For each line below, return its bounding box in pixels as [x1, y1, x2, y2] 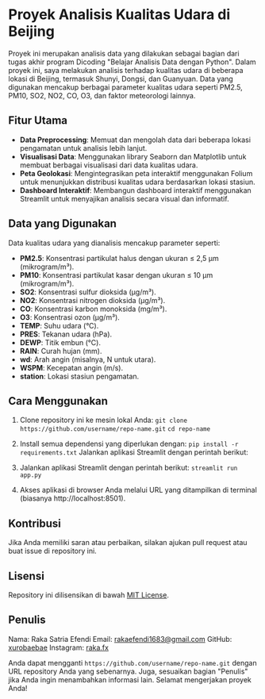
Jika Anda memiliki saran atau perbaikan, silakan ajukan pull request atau [8, 538, 248, 547]
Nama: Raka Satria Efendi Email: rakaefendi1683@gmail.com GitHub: [8, 634, 232, 643]
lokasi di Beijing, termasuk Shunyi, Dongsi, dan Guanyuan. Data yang [8, 74, 234, 83]
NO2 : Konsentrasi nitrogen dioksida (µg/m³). [19, 295, 166, 305]
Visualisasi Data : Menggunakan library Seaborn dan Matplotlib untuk [19, 152, 247, 161]
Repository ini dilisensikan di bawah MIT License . [8, 590, 169, 600]
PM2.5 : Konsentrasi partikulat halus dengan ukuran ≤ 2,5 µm [19, 253, 220, 263]
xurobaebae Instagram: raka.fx [8, 643, 109, 652]
